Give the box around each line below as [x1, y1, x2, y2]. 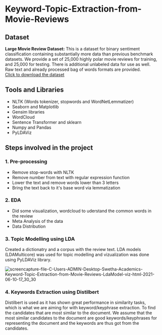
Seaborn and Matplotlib [12, 103, 59, 110]
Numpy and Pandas [12, 124, 52, 130]
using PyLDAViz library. [5, 257, 52, 263]
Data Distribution [12, 223, 46, 229]
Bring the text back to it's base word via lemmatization [12, 184, 121, 190]
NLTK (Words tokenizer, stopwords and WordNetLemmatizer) [12, 99, 134, 104]
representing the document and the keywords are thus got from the [5, 320, 139, 326]
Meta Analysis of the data [12, 218, 63, 224]
